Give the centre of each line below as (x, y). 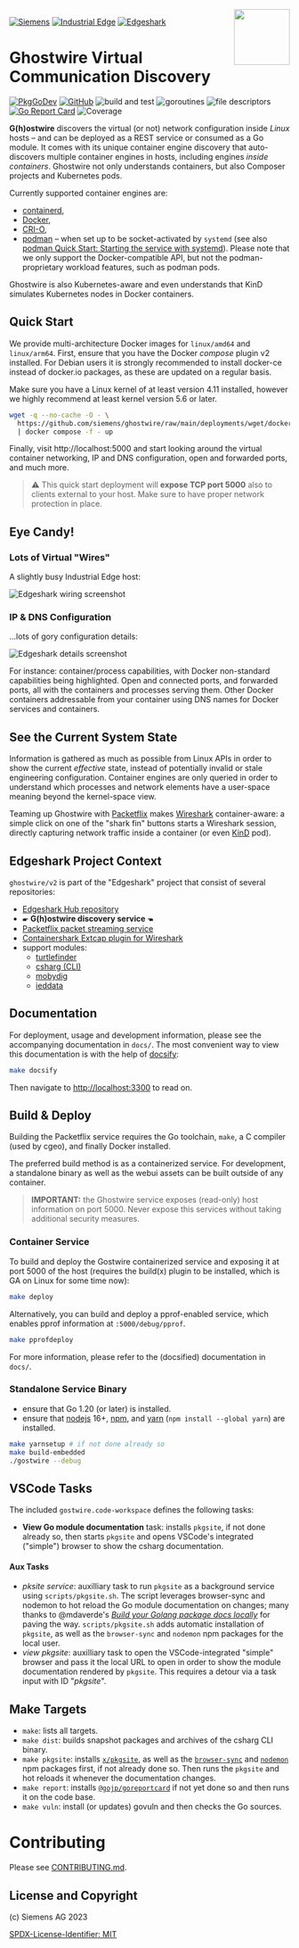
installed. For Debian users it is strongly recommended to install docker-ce (145, 362)
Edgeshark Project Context (85, 861)
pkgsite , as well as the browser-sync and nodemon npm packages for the (153, 1634)
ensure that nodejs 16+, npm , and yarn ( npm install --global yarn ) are (154, 1418)
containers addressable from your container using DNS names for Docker (144, 700)
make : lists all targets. (60, 1731)
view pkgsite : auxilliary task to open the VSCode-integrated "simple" (148, 1653)
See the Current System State (93, 737)
